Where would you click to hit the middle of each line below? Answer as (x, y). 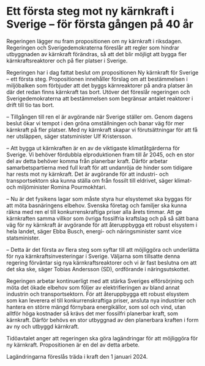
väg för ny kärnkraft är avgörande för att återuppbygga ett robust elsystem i (102, 225)
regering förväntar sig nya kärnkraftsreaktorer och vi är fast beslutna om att (102, 262)
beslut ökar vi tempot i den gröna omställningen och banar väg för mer (95, 123)
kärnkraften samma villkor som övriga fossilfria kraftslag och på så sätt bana (102, 218)
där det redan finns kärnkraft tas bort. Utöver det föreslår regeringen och (98, 92)
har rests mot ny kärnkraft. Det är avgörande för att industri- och (88, 174)
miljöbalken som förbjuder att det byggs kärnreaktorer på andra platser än (99, 85)
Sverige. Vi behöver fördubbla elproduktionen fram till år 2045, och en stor (100, 155)
